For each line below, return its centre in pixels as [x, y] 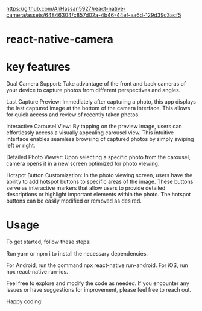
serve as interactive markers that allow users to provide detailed [86, 188]
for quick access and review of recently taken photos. [73, 115]
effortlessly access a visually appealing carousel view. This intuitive [90, 133]
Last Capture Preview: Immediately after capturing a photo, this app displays [101, 102]
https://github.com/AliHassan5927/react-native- [66, 9]
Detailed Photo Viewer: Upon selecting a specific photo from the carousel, [98, 157]
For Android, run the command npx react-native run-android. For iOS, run [97, 265]
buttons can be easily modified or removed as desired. [74, 201]
